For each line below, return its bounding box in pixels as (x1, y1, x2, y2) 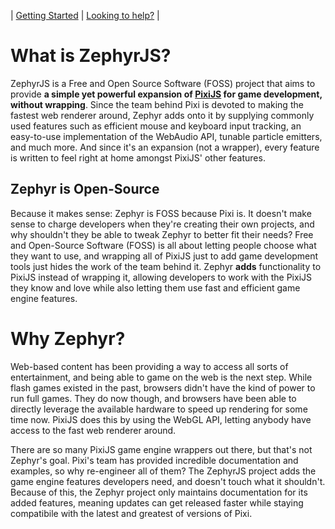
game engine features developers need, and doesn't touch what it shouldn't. (10, 475, 326, 487)
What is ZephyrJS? (10, 45, 172, 67)
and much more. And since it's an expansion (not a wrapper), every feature (10, 141, 320, 153)
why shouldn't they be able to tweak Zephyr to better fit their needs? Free (10, 228, 314, 240)
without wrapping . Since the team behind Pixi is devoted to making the (10, 98, 304, 110)
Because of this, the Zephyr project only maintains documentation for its (10, 486, 308, 498)
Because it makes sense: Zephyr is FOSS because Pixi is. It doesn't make (10, 207, 312, 219)
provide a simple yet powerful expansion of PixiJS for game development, (10, 88, 323, 100)
